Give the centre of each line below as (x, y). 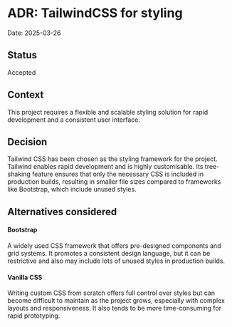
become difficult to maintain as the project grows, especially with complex (116, 301)
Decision (27, 141)
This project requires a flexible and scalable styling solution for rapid (108, 112)
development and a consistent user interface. (74, 120)
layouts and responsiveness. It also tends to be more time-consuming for (115, 308)
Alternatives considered (62, 212)
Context (26, 95)
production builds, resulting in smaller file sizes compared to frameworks (114, 182)
